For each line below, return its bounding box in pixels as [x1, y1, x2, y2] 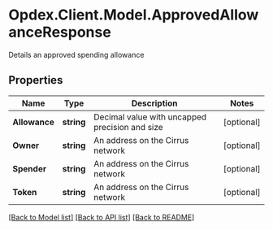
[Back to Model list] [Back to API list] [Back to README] [8, 212, 195, 222]
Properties [8, 73, 63, 87]
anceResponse [8, 23, 111, 41]
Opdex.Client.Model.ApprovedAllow [8, 6, 259, 24]
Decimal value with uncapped [93, 111, 207, 123]
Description [131, 98, 178, 109]
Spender [12, 163, 47, 174]
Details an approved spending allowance [8, 50, 145, 59]
